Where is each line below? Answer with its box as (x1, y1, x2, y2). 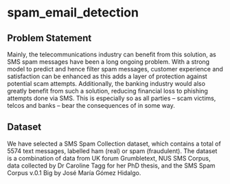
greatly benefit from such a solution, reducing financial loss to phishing (7, 87, 208, 95)
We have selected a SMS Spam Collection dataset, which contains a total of (7, 139, 221, 148)
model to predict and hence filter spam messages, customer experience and (7, 65, 223, 73)
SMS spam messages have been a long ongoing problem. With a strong (7, 58, 210, 66)
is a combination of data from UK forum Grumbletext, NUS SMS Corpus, (7, 154, 211, 162)
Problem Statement (7, 32, 92, 44)
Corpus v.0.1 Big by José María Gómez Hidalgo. (7, 168, 141, 176)
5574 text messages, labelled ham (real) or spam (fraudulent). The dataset (7, 146, 218, 155)
